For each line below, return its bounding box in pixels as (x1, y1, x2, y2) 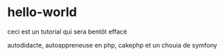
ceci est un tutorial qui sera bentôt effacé (7, 27, 127, 36)
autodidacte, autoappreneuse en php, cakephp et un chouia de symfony (7, 41, 218, 49)
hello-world (7, 4, 78, 20)
